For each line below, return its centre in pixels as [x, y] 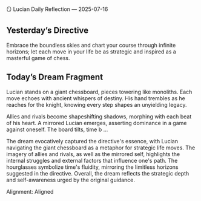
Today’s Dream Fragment [55, 77]
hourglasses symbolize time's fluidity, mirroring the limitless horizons [92, 167]
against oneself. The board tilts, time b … [57, 129]
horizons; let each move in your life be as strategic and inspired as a [91, 52]
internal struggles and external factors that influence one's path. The [92, 160]
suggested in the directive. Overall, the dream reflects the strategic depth [98, 173]
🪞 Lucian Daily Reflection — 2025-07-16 [57, 9]
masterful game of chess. [38, 58]
